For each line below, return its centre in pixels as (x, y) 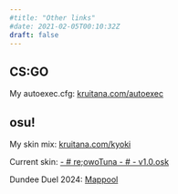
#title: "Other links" (52, 18)
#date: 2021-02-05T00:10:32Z (65, 26)
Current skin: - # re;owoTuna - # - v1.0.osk (89, 162)
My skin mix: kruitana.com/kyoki (70, 144)
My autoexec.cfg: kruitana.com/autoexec (87, 94)
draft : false (34, 35)
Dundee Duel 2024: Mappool (64, 179)
